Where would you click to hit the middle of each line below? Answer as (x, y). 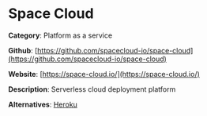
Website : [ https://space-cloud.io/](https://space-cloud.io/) (104, 74)
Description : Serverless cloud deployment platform (92, 89)
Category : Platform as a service (60, 35)
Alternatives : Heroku (43, 104)
